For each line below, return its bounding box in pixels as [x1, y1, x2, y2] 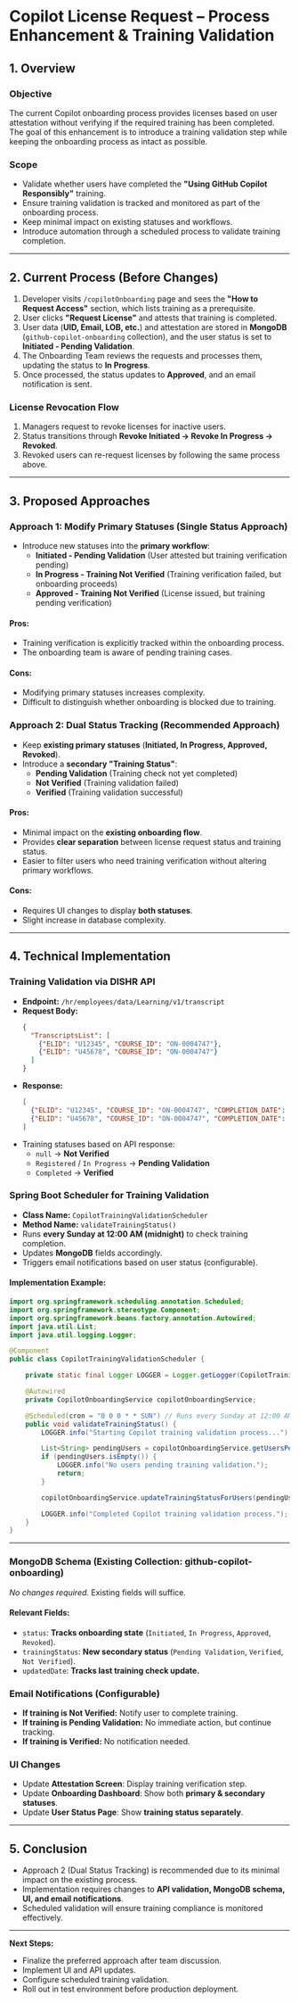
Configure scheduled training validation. [21, 1974, 170, 1985]
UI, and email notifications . [21, 1893, 124, 1904]
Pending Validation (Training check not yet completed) [35, 767, 238, 778]
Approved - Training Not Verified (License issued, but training [35, 587, 265, 599]
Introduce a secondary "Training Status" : [21, 758, 178, 769]
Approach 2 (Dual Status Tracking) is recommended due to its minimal [21, 1865, 280, 1875]
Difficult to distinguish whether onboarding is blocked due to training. [21, 697, 277, 708]
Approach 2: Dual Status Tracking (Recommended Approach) [9, 719, 280, 732]
